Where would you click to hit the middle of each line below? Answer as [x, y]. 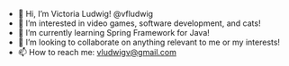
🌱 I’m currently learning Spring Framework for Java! [113, 33]
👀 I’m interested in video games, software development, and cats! [139, 23]
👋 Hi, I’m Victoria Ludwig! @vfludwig [86, 14]
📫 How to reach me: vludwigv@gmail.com [97, 52]
